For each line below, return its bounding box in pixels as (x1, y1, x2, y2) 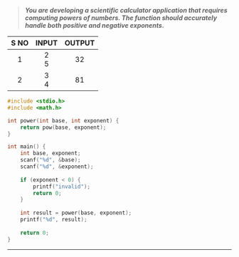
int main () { (7, 143, 46, 150)
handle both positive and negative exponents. (24, 21, 165, 29)
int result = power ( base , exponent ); (20, 209, 132, 216)
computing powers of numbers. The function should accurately (24, 14, 218, 22)
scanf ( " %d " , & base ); (20, 157, 81, 164)
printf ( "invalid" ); (33, 183, 91, 190)
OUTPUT (64, 38, 95, 48)
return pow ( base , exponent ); (20, 124, 107, 131)
